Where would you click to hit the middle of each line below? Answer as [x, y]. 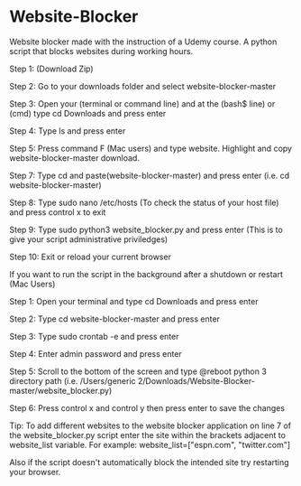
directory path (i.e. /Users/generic [73, 380]
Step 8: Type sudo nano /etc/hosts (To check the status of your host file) [144, 202]
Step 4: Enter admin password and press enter [96, 353]
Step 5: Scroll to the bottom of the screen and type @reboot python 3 [138, 371]
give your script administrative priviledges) [89, 239]
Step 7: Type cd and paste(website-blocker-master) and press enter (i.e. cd [150, 175]
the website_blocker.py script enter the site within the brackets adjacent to [148, 435]
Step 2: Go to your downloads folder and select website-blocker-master [143, 86]
